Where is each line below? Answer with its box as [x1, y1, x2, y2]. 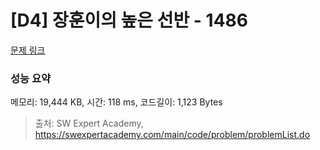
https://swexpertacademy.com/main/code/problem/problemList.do [34, 129, 311, 141]
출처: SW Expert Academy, [34, 117, 144, 130]
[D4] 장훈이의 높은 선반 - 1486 [10, 9, 249, 32]
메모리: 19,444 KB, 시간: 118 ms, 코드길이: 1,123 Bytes [10, 96, 223, 108]
